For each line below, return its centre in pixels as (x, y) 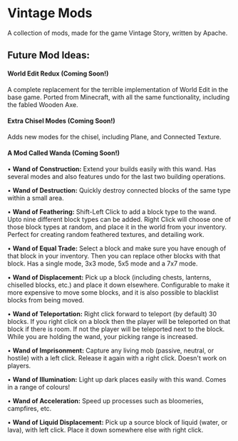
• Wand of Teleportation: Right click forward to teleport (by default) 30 (112, 314)
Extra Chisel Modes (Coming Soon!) (61, 121)
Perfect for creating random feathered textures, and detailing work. (106, 234)
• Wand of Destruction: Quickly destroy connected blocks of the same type (119, 190)
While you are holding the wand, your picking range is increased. (103, 336)
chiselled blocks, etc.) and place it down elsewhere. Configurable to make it (119, 285)
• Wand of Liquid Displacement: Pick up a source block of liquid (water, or (118, 422)
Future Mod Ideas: (49, 55)
